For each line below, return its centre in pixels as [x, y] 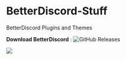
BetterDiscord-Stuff [57, 11]
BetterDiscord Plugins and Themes [49, 28]
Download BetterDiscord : [39, 39]
